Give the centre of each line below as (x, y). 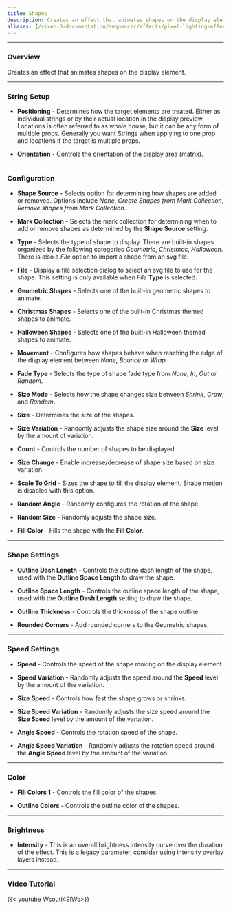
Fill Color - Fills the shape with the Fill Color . (80, 531)
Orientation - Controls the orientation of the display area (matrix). (110, 154)
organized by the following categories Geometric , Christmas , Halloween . (120, 250)
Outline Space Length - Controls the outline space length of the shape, (118, 591)
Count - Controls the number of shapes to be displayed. (97, 449)
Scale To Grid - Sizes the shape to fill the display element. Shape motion (120, 483)
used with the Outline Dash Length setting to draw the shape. (105, 598)
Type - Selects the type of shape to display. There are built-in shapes (115, 242)
